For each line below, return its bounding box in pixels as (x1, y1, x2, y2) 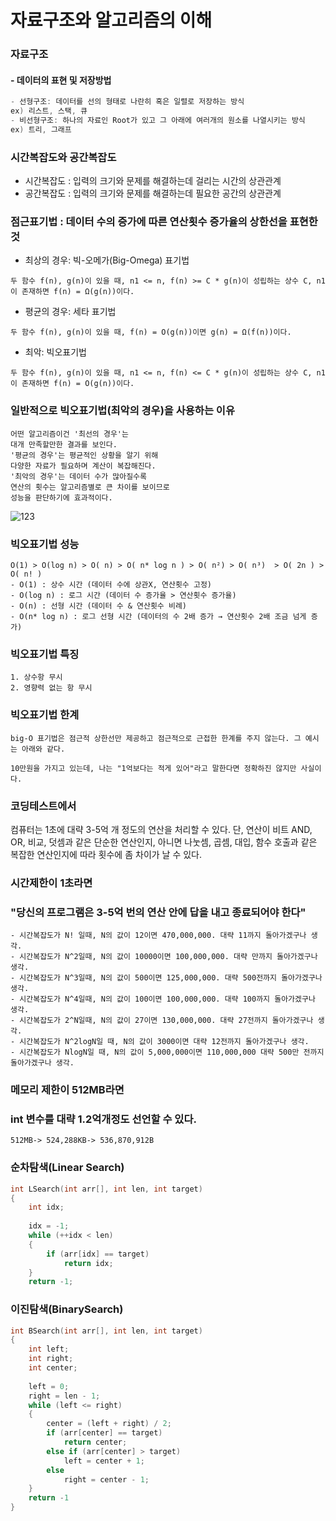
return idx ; (63, 1258, 114, 1268)
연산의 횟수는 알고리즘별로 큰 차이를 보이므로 (10, 482, 170, 492)
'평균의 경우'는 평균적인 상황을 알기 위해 (10, 450, 159, 460)
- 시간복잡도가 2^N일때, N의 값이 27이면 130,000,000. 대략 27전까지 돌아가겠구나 (10, 1016, 314, 1026)
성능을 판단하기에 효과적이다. (10, 492, 113, 503)
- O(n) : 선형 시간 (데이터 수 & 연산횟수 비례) (10, 601, 188, 611)
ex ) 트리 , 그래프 (10, 124, 72, 135)
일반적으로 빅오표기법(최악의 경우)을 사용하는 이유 (10, 404, 235, 418)
